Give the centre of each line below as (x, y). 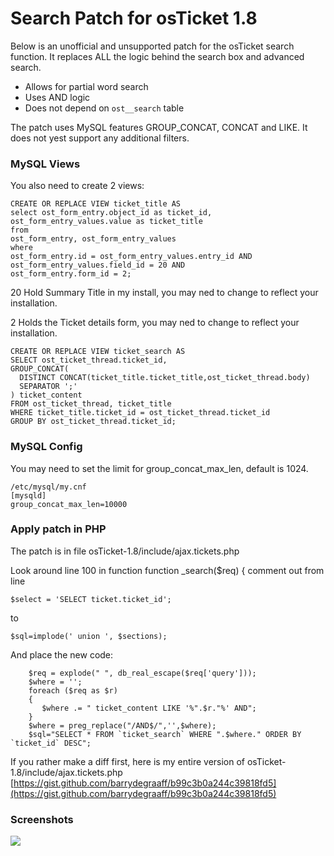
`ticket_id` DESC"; (51, 743)
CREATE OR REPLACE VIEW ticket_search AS (98, 352)
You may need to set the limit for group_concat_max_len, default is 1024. (159, 468)
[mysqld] (28, 495)
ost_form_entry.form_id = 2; (71, 274)
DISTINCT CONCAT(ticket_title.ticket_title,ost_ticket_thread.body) (165, 378)
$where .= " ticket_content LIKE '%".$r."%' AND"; (149, 708)
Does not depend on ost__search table (104, 108)
